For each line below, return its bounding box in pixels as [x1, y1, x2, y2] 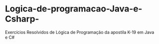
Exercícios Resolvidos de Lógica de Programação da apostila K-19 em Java [5, 29, 155, 35]
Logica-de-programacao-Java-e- [5, 3, 143, 14]
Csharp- [5, 13, 40, 24]
